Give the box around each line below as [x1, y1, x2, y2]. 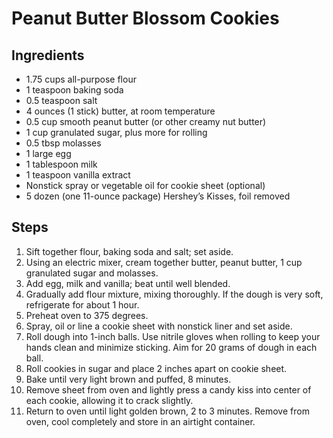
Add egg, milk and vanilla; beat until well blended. [25, 277, 231, 289]
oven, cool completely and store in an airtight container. [25, 415, 256, 427]
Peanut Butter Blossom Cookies [11, 7, 280, 30]
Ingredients [11, 47, 85, 64]
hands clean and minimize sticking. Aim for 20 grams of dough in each [25, 341, 318, 353]
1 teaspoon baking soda [25, 84, 124, 96]
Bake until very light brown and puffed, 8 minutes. [25, 373, 232, 385]
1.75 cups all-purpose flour [25, 73, 137, 85]
